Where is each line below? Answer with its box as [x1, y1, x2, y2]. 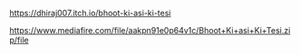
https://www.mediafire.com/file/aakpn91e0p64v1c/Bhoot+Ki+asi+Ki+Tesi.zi [9, 25, 291, 35]
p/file [9, 35, 29, 45]
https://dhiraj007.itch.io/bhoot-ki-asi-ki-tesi [9, 8, 171, 18]
